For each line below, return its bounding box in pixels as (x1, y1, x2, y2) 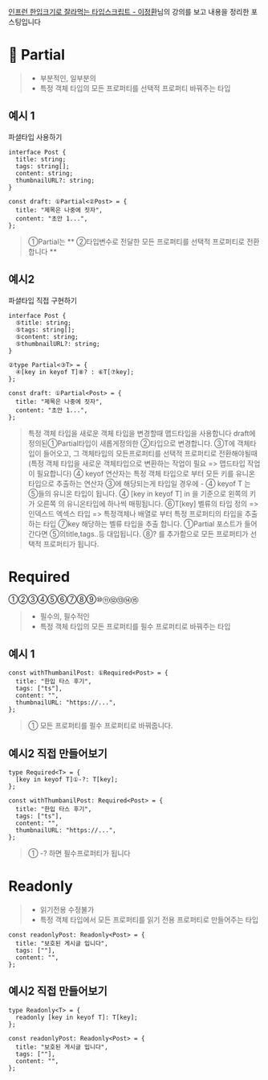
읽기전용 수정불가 (39, 905, 95, 915)
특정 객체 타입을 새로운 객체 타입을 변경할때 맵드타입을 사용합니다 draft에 (27, 428, 256, 438)
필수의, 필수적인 (39, 611, 90, 621)
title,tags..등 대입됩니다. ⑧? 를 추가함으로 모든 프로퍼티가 (65, 529, 249, 538)
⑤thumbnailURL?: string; (15, 340, 100, 348)
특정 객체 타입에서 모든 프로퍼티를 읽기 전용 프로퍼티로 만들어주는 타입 (39, 915, 259, 925)
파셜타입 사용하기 (8, 132, 63, 142)
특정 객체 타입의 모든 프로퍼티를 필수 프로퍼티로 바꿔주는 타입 (39, 621, 231, 631)
